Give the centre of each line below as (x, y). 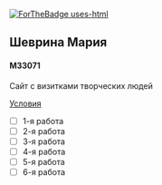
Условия (26, 103)
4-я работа (44, 151)
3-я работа (44, 141)
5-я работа (43, 161)
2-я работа (44, 131)
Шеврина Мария (58, 42)
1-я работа (43, 121)
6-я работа (44, 171)
